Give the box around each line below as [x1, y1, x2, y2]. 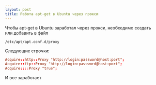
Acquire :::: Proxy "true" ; [5, 66, 57, 71]
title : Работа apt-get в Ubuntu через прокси [5, 12, 98, 16]
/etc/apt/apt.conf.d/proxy [5, 39, 60, 44]
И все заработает [5, 75, 42, 81]
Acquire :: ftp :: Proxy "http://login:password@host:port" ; [5, 61, 123, 67]
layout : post [5, 7, 31, 12]
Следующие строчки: [5, 48, 50, 54]
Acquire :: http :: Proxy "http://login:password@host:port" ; [5, 57, 125, 62]
